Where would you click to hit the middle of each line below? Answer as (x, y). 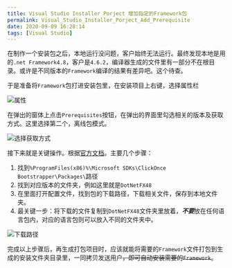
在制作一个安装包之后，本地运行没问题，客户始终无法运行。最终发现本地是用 (116, 53)
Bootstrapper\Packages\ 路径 (57, 177)
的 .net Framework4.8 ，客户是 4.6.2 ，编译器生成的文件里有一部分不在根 (108, 62)
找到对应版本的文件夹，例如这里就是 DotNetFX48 (84, 185)
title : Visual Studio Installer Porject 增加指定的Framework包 (97, 14)
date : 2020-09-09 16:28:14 (46, 26)
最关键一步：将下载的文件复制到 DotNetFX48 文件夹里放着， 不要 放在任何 (118, 211)
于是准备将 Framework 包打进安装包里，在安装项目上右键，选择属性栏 (103, 86)
